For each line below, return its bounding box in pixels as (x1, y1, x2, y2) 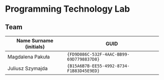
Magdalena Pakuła (7, 54, 50, 60)
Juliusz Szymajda (7, 65, 48, 72)
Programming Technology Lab (5, 3, 130, 15)
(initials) (25, 43, 45, 50)
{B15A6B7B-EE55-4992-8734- (67, 63, 130, 69)
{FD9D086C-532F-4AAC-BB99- (67, 52, 130, 57)
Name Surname (16, 38, 54, 44)
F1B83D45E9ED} (67, 68, 100, 74)
